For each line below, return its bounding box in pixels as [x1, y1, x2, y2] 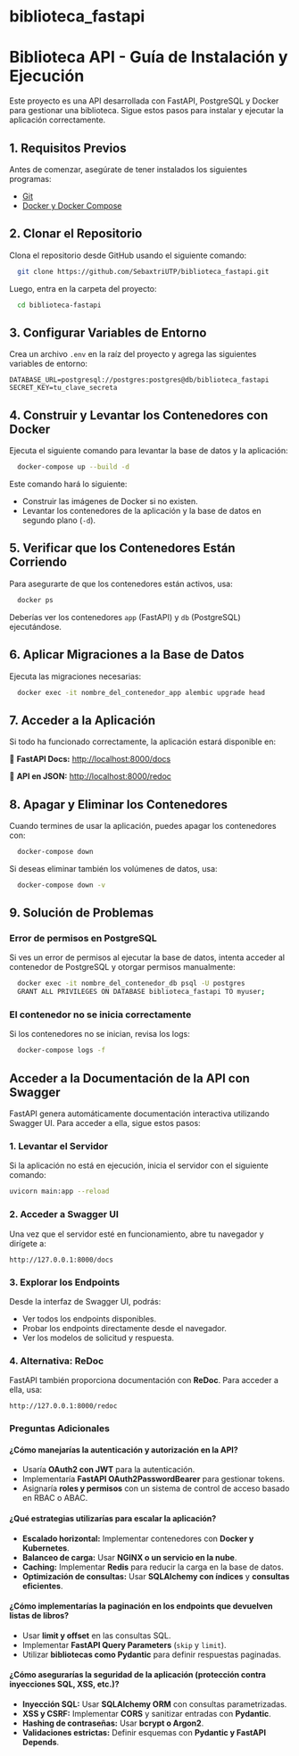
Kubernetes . [21, 1542, 70, 1553]
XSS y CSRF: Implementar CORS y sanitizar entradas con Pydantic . [21, 1708, 272, 1719]
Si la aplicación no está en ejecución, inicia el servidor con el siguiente [9, 1160, 270, 1171]
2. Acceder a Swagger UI [9, 1208, 119, 1221]
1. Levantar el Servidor [9, 1140, 109, 1153]
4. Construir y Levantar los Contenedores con [9, 408, 269, 423]
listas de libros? [9, 1611, 70, 1621]
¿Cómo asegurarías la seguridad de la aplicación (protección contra [9, 1669, 266, 1680]
